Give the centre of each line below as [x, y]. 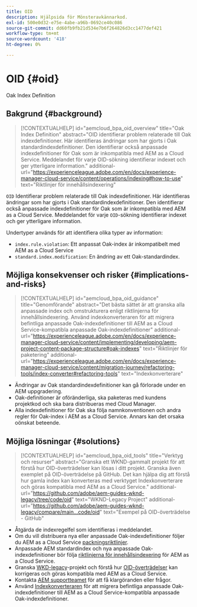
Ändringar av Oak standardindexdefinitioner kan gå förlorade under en [100, 385]
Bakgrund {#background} [54, 114]
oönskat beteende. [37, 423]
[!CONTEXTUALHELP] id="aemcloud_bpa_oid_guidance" [90, 298]
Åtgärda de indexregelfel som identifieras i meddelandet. [83, 530]
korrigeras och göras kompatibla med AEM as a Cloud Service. [91, 574]
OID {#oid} [33, 79]
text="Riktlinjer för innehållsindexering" [68, 184]
